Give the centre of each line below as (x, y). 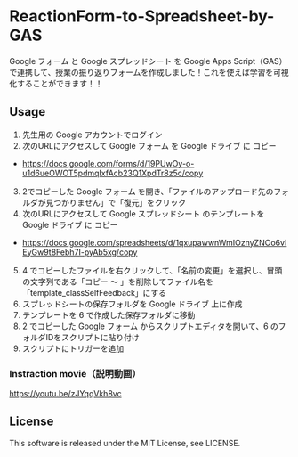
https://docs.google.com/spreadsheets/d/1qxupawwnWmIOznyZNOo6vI (154, 242)
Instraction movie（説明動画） (75, 373)
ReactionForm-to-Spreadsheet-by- (142, 16)
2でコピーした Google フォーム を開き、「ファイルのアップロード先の (148, 191)
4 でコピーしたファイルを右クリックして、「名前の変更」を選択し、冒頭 (152, 270)
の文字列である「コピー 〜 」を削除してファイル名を (118, 282)
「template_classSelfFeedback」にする (94, 292)
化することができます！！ (56, 83)
